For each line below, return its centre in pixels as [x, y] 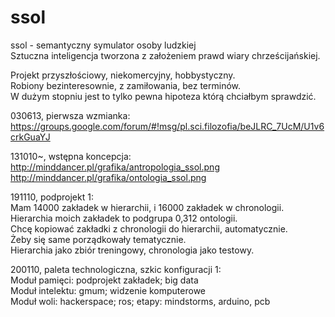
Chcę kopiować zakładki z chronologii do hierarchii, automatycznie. [149, 228]
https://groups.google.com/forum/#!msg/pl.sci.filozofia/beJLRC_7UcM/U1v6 [167, 126]
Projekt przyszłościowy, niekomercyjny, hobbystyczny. [123, 75]
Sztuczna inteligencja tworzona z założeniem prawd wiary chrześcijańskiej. [165, 55]
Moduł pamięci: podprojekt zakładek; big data [104, 280]
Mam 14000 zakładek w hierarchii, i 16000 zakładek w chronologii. [147, 207]
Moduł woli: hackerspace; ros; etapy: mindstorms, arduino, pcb [140, 301]
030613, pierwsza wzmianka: [70, 115]
